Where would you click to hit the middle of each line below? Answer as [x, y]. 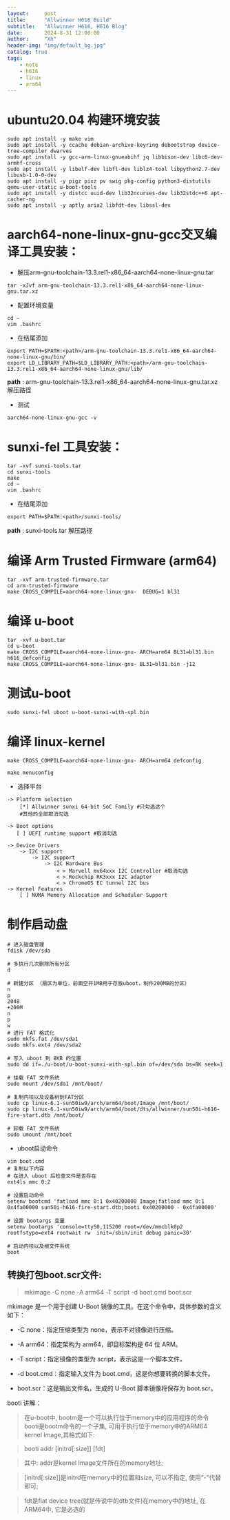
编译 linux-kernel [56, 742]
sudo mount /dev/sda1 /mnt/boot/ [55, 1084]
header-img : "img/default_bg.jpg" [57, 45]
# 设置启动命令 [26, 1195]
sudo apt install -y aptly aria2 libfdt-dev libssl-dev [89, 205]
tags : [15, 59]
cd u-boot [21, 646]
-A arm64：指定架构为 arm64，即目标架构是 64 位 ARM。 [99, 1344]
